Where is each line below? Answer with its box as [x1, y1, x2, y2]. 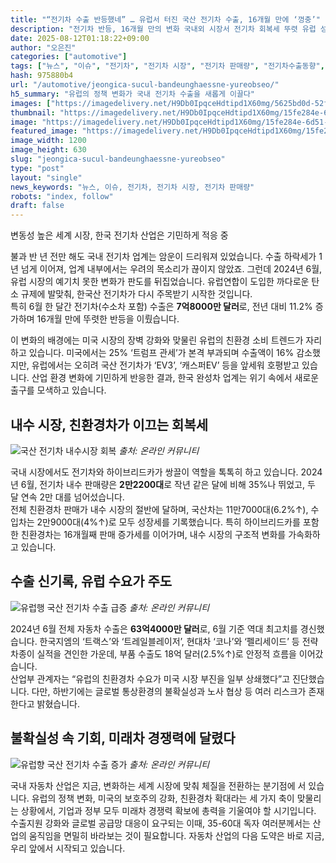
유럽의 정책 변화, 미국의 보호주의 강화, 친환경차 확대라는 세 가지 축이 [31, 792, 295, 804]
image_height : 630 [10, 145, 87, 155]
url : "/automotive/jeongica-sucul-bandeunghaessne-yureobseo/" [10, 80, 280, 90]
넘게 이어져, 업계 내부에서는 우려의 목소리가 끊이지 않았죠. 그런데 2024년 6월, [20, 263, 323, 275]
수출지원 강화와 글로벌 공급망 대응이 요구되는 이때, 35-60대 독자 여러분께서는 [10, 817, 311, 829]
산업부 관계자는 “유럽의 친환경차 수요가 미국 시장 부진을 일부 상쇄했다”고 [10, 672, 291, 685]
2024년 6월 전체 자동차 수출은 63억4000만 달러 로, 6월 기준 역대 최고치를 [10, 622, 298, 635]
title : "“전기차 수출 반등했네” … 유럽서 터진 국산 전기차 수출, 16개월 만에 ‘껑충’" [10, 14, 321, 25]
